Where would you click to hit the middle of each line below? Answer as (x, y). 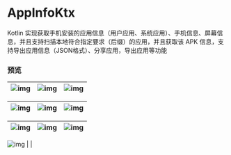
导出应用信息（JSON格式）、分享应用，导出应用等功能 (90, 50)
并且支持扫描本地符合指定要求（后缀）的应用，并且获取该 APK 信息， (118, 41)
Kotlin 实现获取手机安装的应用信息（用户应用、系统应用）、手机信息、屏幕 (112, 33)
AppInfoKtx (41, 13)
